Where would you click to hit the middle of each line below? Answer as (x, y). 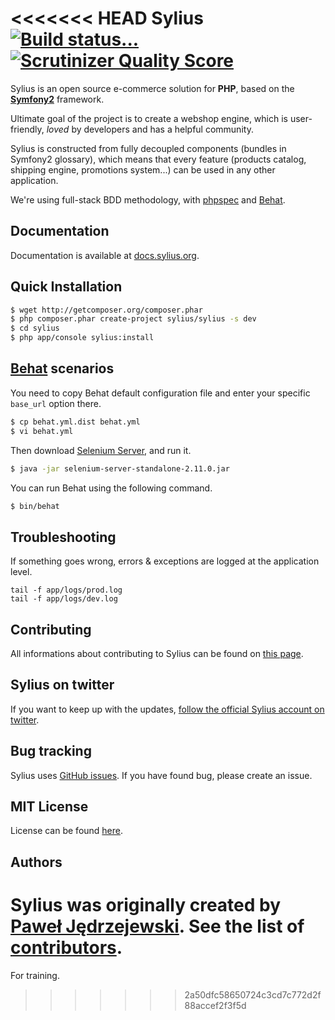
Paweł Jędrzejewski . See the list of (157, 926)
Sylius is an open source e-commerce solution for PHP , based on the (152, 88)
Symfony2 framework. (57, 99)
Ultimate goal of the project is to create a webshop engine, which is (149, 118)
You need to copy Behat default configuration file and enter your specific (160, 393)
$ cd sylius (35, 328)
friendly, (27, 129)
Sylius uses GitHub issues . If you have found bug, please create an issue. (161, 775)
